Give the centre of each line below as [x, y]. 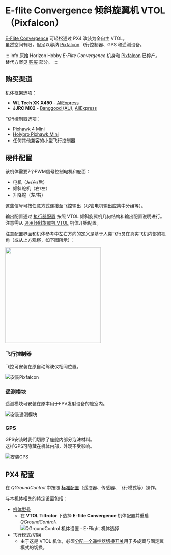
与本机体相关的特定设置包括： [36, 498]
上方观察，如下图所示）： [49, 240]
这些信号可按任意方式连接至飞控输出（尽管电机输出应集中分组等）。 [76, 205]
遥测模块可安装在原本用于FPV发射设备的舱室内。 [56, 404]
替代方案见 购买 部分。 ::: [31, 62]
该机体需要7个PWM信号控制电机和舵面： [48, 171]
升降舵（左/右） [29, 195]
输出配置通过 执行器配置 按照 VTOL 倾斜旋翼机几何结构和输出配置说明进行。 [85, 216]
